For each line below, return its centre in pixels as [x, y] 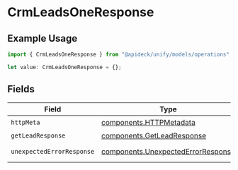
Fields [21, 89]
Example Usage [42, 38]
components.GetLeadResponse [154, 135]
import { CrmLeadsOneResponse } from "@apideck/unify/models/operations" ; [120, 54]
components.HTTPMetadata [149, 123]
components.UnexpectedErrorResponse [168, 151]
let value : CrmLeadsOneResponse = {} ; [64, 67]
